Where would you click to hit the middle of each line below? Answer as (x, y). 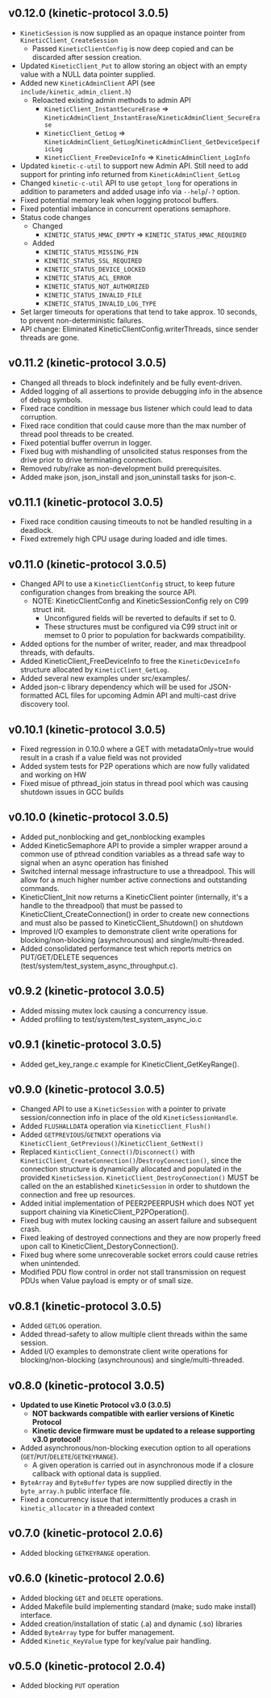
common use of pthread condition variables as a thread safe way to (132, 854)
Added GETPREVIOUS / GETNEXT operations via (90, 1134)
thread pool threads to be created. (77, 434)
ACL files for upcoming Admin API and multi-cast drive (146, 695)
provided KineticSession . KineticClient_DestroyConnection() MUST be (140, 1178)
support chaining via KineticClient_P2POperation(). (104, 1212)
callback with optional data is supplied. (96, 1473)
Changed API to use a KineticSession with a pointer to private (123, 1109)
